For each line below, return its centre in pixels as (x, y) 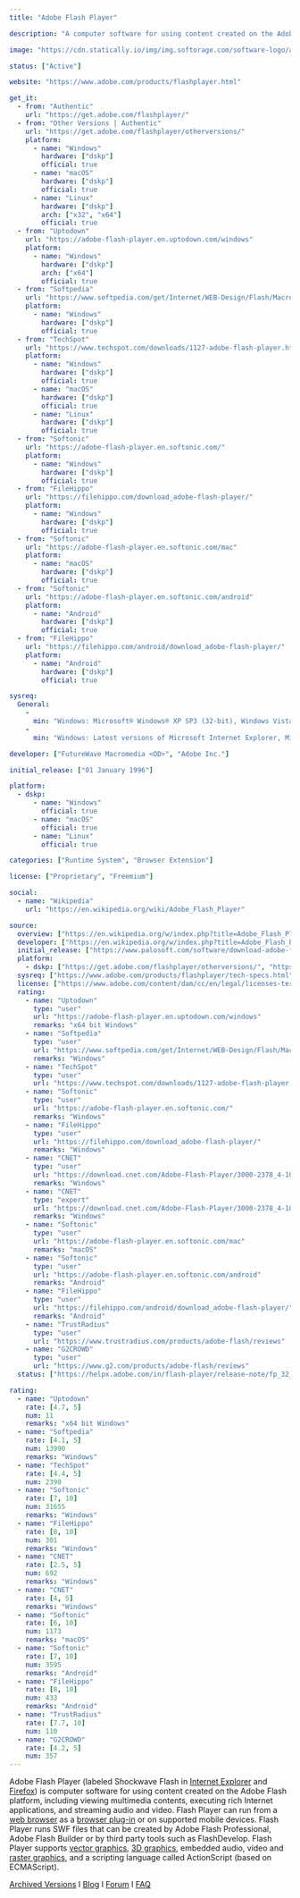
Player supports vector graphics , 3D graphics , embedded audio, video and (146, 1848)
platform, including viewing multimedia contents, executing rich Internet (142, 1801)
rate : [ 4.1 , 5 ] (54, 1440)
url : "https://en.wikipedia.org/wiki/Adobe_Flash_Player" (135, 909)
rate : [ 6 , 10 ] (51, 1624)
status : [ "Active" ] (46, 66)
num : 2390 (44, 1482)
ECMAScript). (34, 1867)
